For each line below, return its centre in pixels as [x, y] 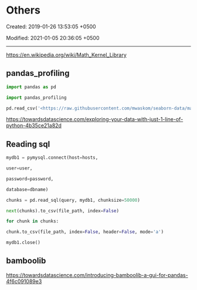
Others [23, 10]
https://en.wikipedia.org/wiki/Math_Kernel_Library [67, 55]
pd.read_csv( [22, 108]
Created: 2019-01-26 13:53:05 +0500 [51, 26]
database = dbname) [27, 189]
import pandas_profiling [36, 98]
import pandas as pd [31, 87]
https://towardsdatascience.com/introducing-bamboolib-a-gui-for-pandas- [97, 275]
